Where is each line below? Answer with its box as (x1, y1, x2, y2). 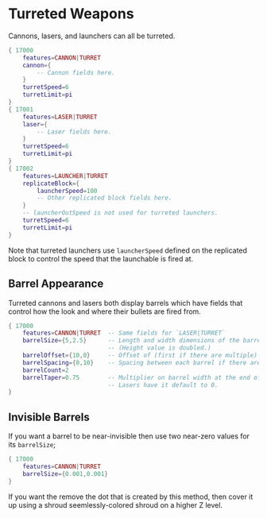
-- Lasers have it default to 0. (107, 381, 219, 389)
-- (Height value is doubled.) (107, 344, 212, 352)
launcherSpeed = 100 (37, 187, 98, 195)
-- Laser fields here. (37, 128, 112, 136)
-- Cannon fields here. (37, 68, 115, 76)
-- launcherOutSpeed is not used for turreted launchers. (22, 209, 219, 217)
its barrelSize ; (8, 440, 56, 450)
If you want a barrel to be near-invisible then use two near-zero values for (8, 431, 250, 441)
